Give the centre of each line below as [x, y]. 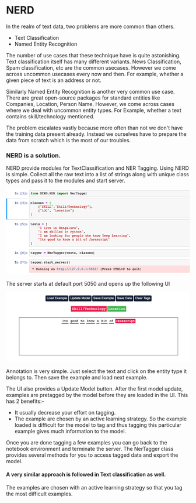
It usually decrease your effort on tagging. [65, 412]
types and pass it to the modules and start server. [66, 181]
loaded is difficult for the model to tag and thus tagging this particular [98, 425]
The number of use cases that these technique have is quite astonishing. [93, 55]
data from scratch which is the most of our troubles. [69, 140]
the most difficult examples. [39, 494]
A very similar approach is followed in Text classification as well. [86, 474]
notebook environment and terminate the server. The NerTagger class [90, 449]
